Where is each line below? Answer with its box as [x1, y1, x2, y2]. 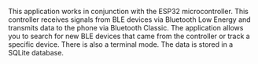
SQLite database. [8, 48, 64, 57]
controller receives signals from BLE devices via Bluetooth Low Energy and [8, 15, 251, 24]
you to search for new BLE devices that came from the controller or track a [8, 31, 250, 41]
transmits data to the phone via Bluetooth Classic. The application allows [8, 23, 244, 32]
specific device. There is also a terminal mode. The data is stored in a [8, 40, 234, 49]
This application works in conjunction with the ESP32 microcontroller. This [8, 7, 249, 16]
